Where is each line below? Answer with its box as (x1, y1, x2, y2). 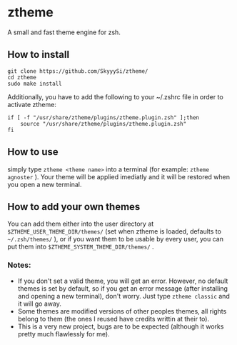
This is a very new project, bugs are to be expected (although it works (17, 322, 224, 331)
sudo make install (7, 80, 62, 87)
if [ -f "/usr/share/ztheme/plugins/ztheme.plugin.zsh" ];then (7, 114, 200, 121)
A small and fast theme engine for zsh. (7, 28, 121, 36)
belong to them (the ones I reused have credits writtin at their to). (17, 314, 209, 323)
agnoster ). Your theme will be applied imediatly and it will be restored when (7, 172, 231, 181)
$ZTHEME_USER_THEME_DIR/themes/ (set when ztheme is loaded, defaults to (7, 227, 221, 236)
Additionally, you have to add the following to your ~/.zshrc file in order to (7, 92, 223, 101)
